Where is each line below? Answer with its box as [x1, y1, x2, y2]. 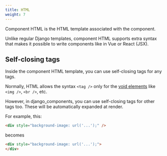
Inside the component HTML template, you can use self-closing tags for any [5, 68, 162, 74]
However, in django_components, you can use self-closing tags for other [5, 98, 155, 104]
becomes [5, 132, 24, 138]
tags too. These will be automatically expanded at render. [5, 103, 123, 110]
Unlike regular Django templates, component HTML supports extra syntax [5, 35, 157, 41]
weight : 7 [5, 12, 26, 17]
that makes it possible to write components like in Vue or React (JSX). [5, 40, 149, 46]
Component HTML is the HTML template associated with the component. [5, 25, 156, 31]
